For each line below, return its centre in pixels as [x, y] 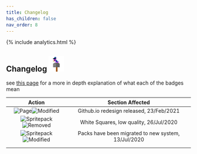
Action [37, 102]
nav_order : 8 [22, 25]
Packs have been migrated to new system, [129, 133]
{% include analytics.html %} [41, 42]
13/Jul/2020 [129, 140]
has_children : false [31, 19]
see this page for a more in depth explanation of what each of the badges [95, 83]
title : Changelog [27, 12]
